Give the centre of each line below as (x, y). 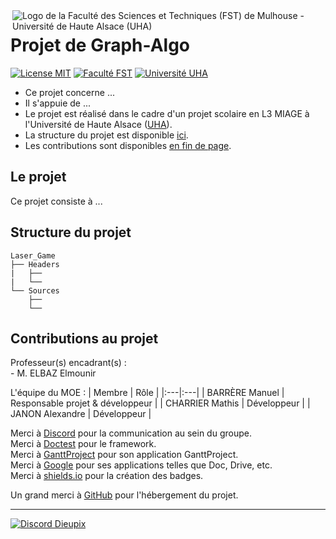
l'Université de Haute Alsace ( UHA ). (98, 124)
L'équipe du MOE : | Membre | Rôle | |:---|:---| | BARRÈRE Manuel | (147, 393)
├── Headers (35, 264)
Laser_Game (33, 255)
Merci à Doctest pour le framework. (83, 444)
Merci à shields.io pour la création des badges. (107, 476)
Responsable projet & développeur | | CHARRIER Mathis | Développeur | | (160, 403)
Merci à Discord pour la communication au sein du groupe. (131, 433)
